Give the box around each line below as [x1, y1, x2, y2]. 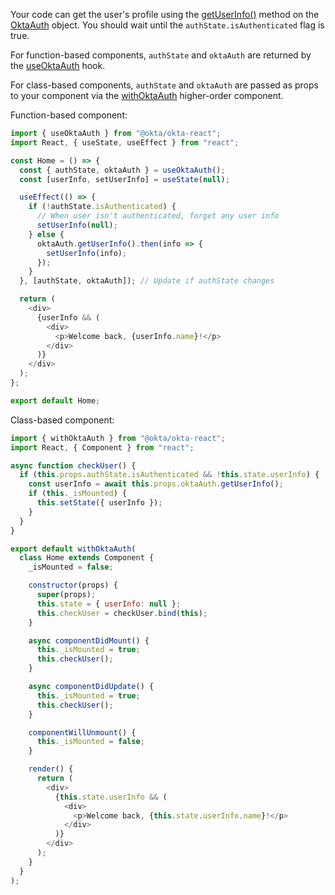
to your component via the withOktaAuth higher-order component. [10, 90, 284, 101]
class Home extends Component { [19, 553, 155, 563]
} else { [28, 229, 65, 239]
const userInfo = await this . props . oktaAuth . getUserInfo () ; [28, 479, 284, 489]
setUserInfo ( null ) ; [36, 220, 118, 230]
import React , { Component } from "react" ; [10, 442, 195, 453]
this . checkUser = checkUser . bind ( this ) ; [36, 608, 208, 618]
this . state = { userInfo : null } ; [36, 599, 182, 609]
